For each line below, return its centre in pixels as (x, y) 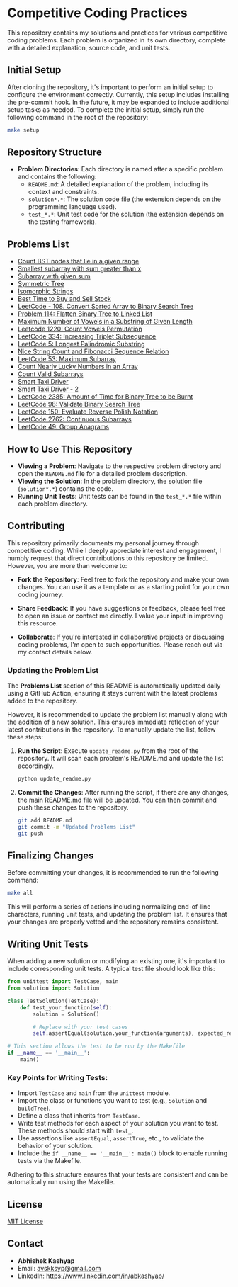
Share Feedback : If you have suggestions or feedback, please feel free (121, 608)
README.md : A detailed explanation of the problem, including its (118, 184)
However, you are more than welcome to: (67, 565)
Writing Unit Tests (48, 944)
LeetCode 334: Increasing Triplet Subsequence (87, 336)
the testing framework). (62, 222)
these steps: (25, 737)
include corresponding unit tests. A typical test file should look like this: (111, 969)
